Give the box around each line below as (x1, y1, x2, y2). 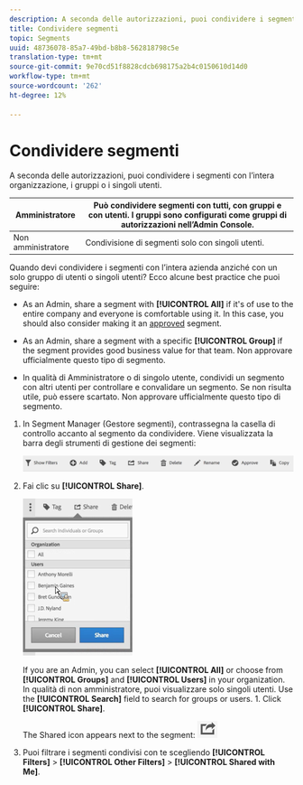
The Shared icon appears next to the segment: (22, 730, 196, 741)
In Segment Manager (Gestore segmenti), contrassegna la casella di (22, 418, 276, 429)
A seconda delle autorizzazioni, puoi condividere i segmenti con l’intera (9, 170, 275, 181)
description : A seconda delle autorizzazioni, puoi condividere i (9, 14, 264, 23)
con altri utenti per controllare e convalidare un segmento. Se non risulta (22, 381, 291, 392)
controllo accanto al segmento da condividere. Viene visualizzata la (22, 427, 273, 438)
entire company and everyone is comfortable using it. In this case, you (22, 308, 284, 319)
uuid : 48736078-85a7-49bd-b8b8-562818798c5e (9, 43, 179, 52)
